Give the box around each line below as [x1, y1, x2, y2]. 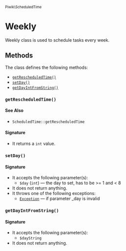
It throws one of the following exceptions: [12, 191, 96, 196]
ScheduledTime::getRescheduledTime [12, 119, 85, 124]
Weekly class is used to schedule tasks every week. [5, 37, 110, 43]
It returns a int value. [12, 140, 56, 147]
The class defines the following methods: [5, 64, 88, 70]
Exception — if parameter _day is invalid [19, 195, 100, 201]
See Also [5, 108, 23, 113]
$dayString [19, 236, 42, 241]
